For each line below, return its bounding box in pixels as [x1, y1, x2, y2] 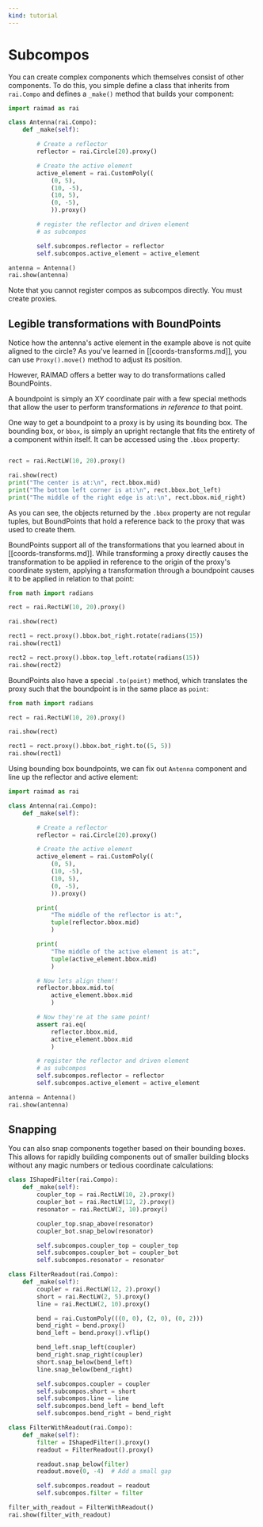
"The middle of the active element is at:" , [50, 947, 200, 956]
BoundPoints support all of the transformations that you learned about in [8, 540, 245, 550]
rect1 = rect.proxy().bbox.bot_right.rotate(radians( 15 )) [8, 632, 204, 640]
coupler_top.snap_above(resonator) [36, 1219, 154, 1228]
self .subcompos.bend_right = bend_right [36, 1410, 172, 1418]
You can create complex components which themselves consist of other [8, 72, 244, 82]
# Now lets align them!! [36, 976, 119, 984]
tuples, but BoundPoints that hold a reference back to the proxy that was [8, 516, 246, 526]
